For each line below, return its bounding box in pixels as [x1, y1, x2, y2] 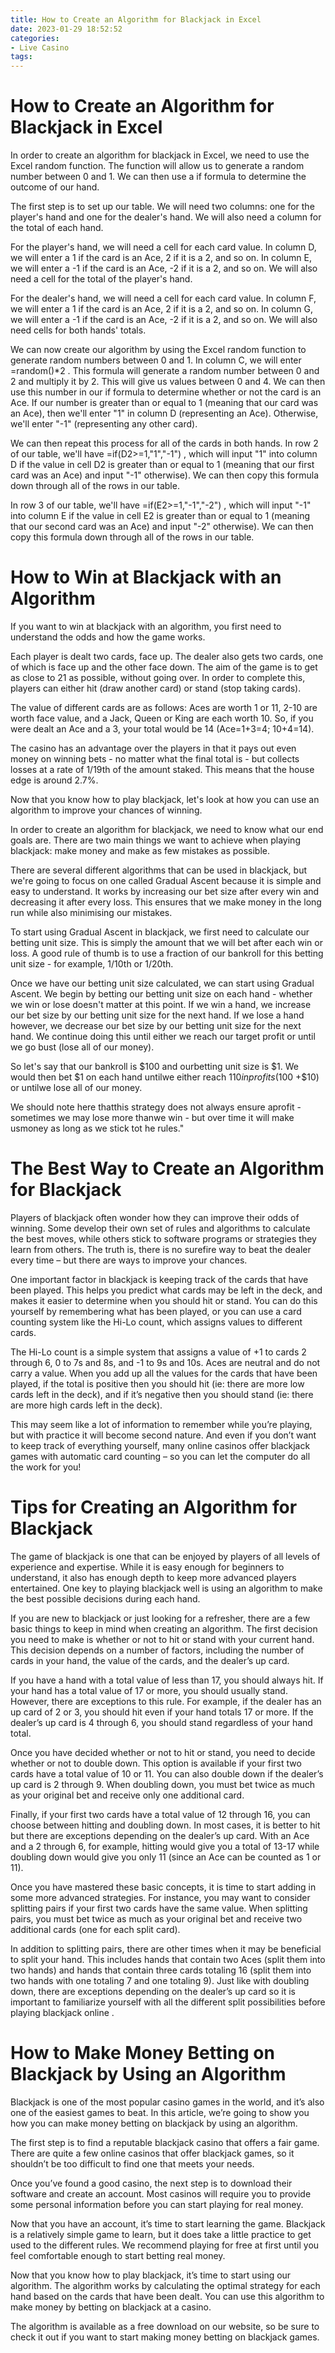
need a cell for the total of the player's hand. [10, 273, 193, 285]
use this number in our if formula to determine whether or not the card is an [10, 386, 322, 398]
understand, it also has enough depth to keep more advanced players [10, 1571, 297, 1583]
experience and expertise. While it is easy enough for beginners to [10, 1561, 285, 1573]
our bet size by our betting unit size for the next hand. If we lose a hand [10, 1009, 305, 1021]
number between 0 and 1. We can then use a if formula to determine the [10, 171, 307, 183]
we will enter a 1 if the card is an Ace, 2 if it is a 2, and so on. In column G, [10, 303, 314, 315]
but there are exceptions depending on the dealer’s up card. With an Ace [10, 1829, 310, 1841]
